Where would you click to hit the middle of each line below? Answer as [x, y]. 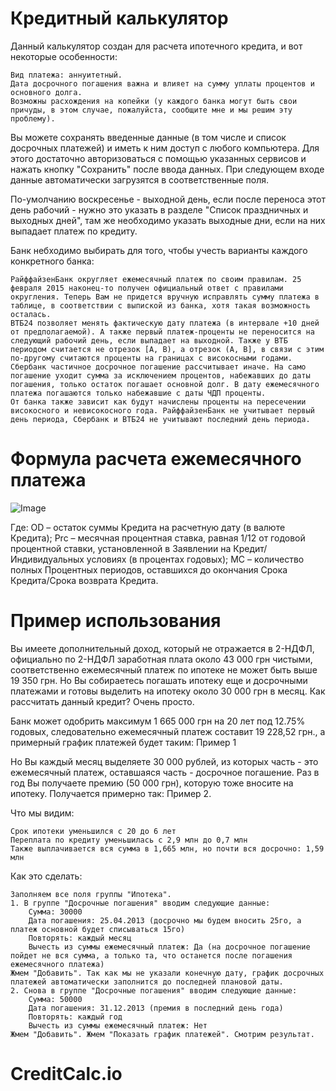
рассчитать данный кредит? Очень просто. [102, 701]
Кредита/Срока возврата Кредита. [84, 580]
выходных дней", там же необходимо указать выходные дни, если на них [168, 220]
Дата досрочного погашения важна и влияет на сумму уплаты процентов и [162, 83]
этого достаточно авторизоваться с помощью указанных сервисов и [158, 158]
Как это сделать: [46, 876]
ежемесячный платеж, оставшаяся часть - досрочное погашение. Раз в [165, 772]
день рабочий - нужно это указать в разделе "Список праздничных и [159, 209]
